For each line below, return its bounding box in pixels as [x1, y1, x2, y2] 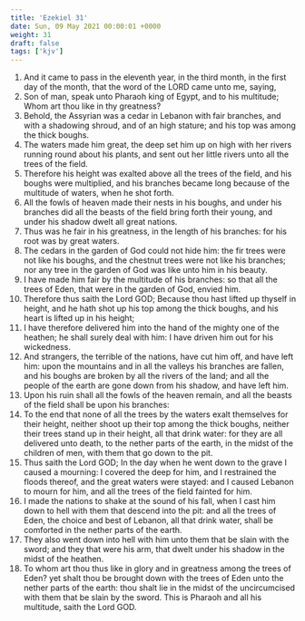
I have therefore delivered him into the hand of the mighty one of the [23, 323, 280, 334]
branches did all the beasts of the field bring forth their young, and [23, 207, 273, 218]
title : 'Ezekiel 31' [10, 13, 89, 23]
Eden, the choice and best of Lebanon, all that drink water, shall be [23, 515, 274, 526]
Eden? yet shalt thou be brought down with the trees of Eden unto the [23, 573, 284, 584]
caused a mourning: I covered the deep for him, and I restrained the [23, 467, 277, 478]
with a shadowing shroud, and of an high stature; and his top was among [23, 120, 296, 131]
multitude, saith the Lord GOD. [23, 602, 137, 613]
